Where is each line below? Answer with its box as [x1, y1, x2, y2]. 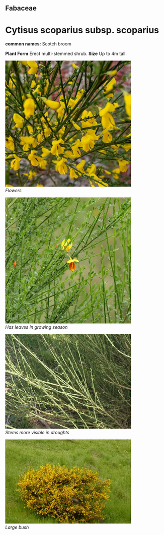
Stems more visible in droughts [5, 430, 69, 436]
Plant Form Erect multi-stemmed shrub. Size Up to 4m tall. [5, 50, 127, 57]
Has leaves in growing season [5, 324, 68, 330]
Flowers [5, 188, 22, 194]
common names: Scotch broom [5, 41, 72, 47]
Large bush [5, 524, 29, 530]
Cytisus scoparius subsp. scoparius [5, 24, 159, 36]
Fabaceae [5, 4, 37, 13]
